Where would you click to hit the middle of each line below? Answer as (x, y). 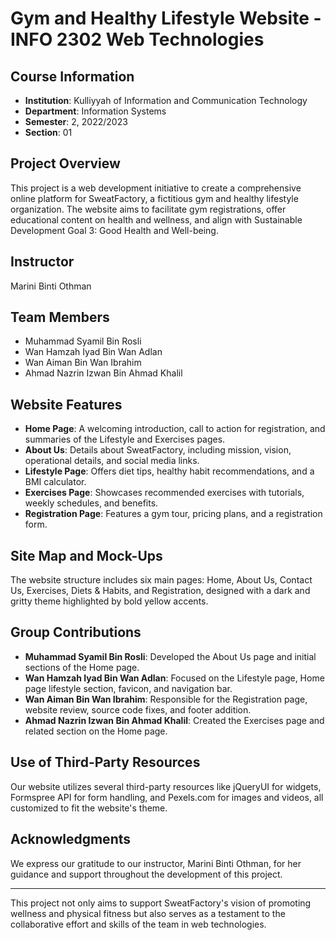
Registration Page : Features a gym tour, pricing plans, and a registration (173, 514)
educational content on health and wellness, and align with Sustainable (156, 219)
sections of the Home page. (82, 667)
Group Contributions (76, 632)
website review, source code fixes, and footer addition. (138, 709)
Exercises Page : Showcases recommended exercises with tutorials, (164, 493)
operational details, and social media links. (112, 461)
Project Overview (65, 163)
